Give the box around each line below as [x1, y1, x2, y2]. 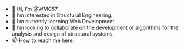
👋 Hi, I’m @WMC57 [11, 6, 58, 12]
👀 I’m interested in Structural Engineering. [11, 12, 113, 19]
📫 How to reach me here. [11, 37, 75, 44]
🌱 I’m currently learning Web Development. [11, 18, 116, 24]
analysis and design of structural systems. [11, 30, 115, 37]
